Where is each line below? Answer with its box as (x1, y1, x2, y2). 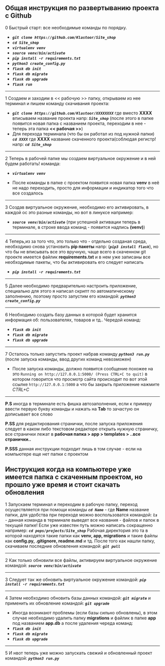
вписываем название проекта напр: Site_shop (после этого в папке (12, 115, 154, 121)
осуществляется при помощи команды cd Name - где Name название (5, 506, 149, 512)
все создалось (12, 190, 43, 196)
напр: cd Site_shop (12, 141, 52, 147)
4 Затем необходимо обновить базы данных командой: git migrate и (5, 595, 151, 601)
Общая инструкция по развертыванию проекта (5, 4, 159, 12)
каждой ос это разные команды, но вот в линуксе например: (5, 209, 134, 215)
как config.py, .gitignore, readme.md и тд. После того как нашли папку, (5, 538, 156, 544)
